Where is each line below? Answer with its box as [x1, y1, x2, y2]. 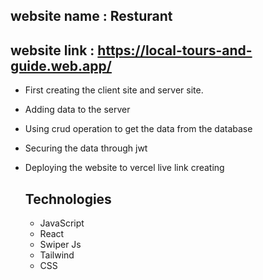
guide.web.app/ [10, 57, 112, 74]
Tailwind [39, 249, 75, 261]
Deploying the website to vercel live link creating [24, 162, 225, 174]
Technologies [24, 190, 112, 208]
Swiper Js [39, 239, 82, 251]
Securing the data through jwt [24, 142, 148, 154]
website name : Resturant [10, 8, 173, 25]
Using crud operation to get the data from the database [24, 123, 253, 135]
